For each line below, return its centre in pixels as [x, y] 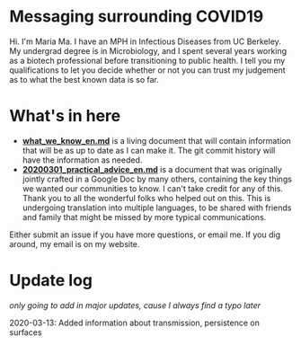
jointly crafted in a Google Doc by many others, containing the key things [157, 179]
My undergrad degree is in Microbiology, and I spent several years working [148, 50]
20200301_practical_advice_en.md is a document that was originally [152, 169]
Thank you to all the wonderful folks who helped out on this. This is [146, 198]
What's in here [65, 116]
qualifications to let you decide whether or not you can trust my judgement [147, 70]
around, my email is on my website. [75, 243]
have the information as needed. [82, 160]
